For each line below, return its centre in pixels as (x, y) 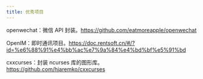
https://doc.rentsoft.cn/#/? (102, 43)
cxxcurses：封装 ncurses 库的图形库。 (55, 62)
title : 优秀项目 (25, 12)
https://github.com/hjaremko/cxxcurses (56, 69)
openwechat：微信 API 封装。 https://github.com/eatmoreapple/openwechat (101, 30)
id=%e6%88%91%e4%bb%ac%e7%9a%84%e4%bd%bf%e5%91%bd (96, 50)
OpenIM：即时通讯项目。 (38, 43)
